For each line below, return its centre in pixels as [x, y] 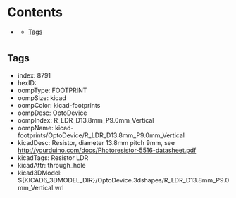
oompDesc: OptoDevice [52, 113]
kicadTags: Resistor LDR [53, 157]
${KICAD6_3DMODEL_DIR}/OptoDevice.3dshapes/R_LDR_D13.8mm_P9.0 [123, 180]
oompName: [36, 128]
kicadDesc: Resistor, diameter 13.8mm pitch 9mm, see [96, 142]
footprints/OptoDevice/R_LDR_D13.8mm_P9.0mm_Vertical [101, 135]
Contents [35, 12]
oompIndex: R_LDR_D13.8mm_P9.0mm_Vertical [86, 120]
